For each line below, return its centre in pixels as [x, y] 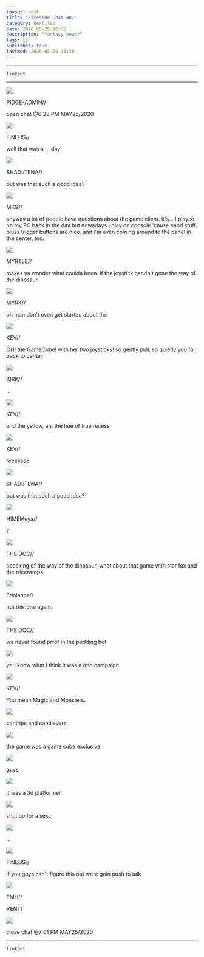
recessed [18, 461]
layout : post [23, 12]
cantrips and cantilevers [36, 723]
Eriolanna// [20, 595]
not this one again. [29, 607]
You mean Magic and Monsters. [46, 700]
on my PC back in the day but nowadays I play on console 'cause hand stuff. [102, 225]
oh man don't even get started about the [57, 314]
